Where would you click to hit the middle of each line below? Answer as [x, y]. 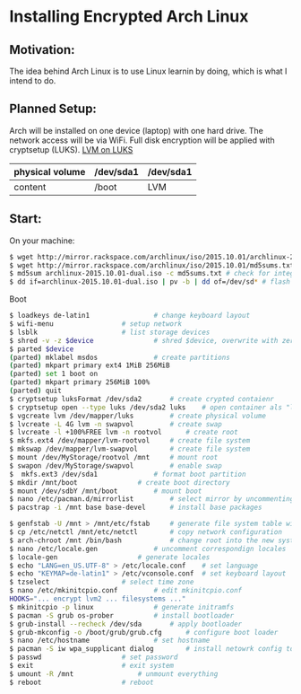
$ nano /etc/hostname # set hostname [110, 641]
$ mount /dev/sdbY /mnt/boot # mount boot [106, 491]
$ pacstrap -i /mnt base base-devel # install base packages [136, 508]
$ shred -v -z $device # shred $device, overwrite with [144, 340]
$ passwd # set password [94, 657]
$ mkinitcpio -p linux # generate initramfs [122, 607]
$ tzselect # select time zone [102, 582]
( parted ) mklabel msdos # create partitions [120, 357]
